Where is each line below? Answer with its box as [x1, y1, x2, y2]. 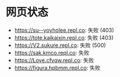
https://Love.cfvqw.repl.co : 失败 [14, 57, 95, 64]
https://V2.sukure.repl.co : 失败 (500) [14, 42, 107, 49]
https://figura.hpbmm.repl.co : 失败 [14, 64, 101, 71]
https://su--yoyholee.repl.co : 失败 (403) [14, 26, 115, 34]
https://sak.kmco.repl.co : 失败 [14, 49, 90, 56]
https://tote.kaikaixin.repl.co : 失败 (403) [14, 34, 114, 41]
